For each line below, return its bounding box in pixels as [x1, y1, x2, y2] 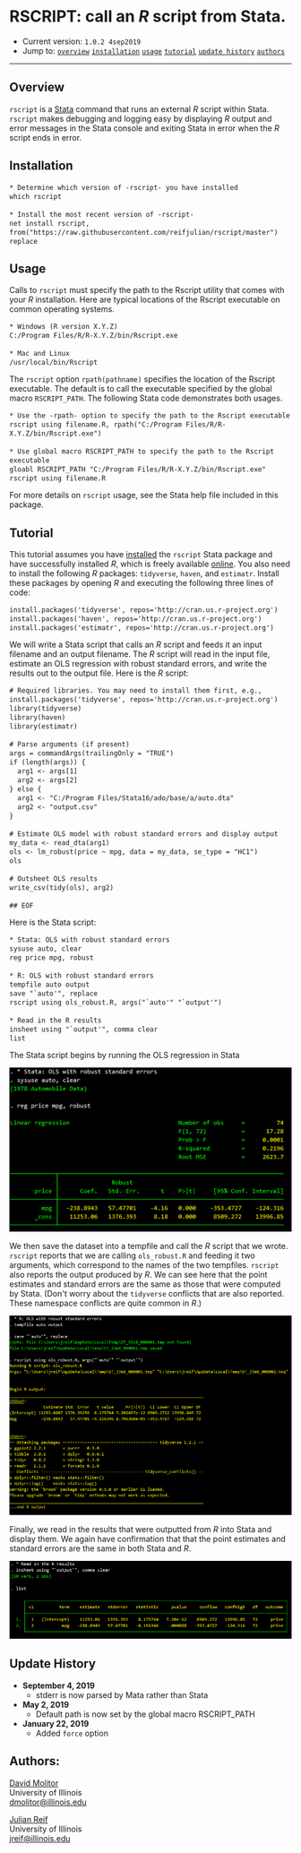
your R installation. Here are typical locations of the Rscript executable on [9, 294, 280, 306]
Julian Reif [9, 1814, 48, 1824]
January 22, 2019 [21, 1718, 90, 1728]
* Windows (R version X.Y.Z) [9, 323, 118, 332]
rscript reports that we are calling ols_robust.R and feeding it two [9, 1250, 255, 1261]
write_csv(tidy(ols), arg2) [9, 883, 115, 892]
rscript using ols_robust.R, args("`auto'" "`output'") [9, 998, 222, 1007]
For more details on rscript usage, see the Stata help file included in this [9, 490, 279, 501]
